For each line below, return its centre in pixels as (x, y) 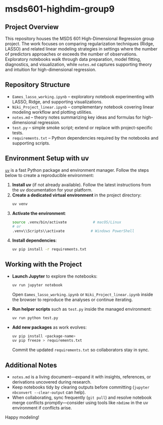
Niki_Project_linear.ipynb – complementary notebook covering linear (83, 107)
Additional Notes (31, 365)
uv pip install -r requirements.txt (49, 249)
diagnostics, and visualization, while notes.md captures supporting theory (79, 64)
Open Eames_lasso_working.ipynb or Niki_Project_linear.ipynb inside (82, 294)
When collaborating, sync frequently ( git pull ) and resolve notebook (82, 398)
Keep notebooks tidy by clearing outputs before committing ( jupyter (81, 387)
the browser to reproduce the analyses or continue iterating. (72, 300)
